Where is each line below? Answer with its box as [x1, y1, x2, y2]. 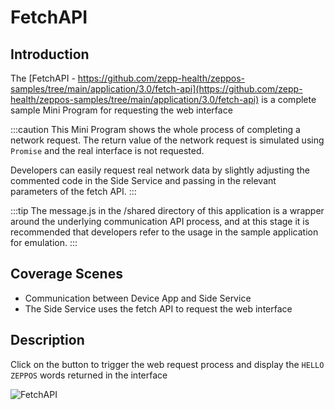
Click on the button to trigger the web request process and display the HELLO [10, 358, 325, 370]
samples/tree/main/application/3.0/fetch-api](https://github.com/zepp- [10, 83, 303, 95]
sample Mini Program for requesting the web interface [10, 104, 233, 116]
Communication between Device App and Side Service [24, 292, 252, 304]
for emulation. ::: [10, 237, 78, 248]
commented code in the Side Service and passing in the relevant [10, 175, 277, 186]
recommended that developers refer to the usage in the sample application [10, 226, 319, 238]
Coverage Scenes [10, 266, 123, 283]
